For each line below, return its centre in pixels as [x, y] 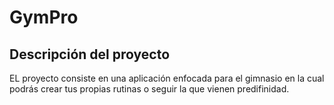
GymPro [44, 17]
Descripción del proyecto [90, 54]
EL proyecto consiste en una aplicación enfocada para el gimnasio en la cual [167, 78]
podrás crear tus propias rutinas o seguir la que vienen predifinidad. [149, 89]
